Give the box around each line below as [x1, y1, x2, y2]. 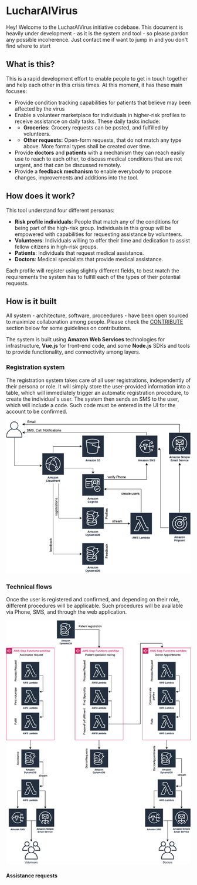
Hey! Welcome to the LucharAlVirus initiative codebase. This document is [6, 24, 184, 31]
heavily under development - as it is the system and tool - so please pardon [6, 29, 189, 36]
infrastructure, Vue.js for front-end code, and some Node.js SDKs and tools [6, 342, 191, 350]
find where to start [6, 42, 51, 49]
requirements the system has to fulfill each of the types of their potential [6, 273, 181, 280]
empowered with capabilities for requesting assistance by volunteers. [14, 231, 183, 238]
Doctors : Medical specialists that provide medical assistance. [14, 255, 164, 262]
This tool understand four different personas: [6, 207, 115, 214]
